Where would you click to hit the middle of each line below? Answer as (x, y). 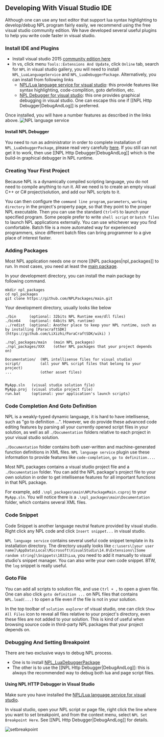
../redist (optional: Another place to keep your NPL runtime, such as (81, 325)
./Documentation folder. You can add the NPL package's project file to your (81, 472)
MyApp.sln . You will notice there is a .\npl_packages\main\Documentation (78, 497)
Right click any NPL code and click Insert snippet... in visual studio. (75, 531)
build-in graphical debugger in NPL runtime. (49, 158)
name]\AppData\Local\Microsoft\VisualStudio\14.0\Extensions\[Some (75, 550)
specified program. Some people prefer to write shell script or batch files (82, 217)
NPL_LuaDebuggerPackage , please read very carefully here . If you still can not (81, 148)
